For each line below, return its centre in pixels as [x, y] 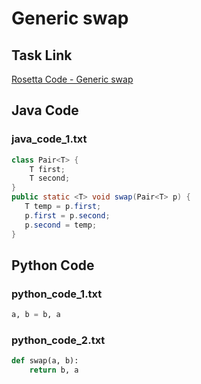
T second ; [50, 178]
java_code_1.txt [49, 139]
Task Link [42, 55]
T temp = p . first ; [63, 207]
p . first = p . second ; [67, 215]
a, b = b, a [36, 315]
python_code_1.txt [57, 294]
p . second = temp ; [61, 225]
